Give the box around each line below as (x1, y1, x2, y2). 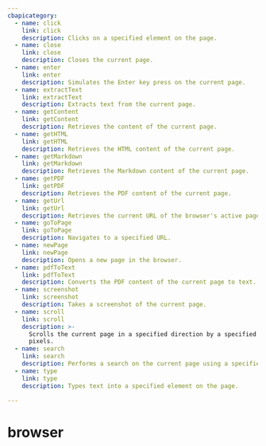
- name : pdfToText (14, 264, 76, 272)
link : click (21, 26, 61, 34)
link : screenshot (21, 293, 79, 301)
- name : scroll (14, 307, 65, 315)
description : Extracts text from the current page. (21, 100, 196, 108)
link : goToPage (21, 226, 72, 235)
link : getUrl (21, 204, 65, 212)
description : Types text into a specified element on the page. (21, 381, 239, 390)
